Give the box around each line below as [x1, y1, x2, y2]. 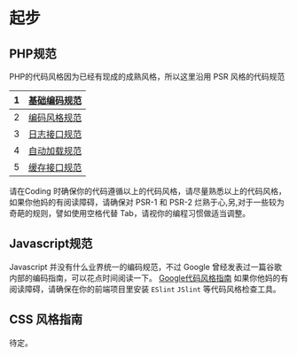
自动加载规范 [27, 145, 82, 157]
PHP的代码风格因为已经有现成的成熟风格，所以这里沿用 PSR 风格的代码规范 [9, 72, 285, 81]
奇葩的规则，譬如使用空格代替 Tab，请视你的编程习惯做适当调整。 [9, 208, 251, 218]
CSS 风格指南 [9, 312, 83, 328]
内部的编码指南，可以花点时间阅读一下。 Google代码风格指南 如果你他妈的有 [9, 272, 289, 283]
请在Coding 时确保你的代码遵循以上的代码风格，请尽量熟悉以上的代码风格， [9, 186, 286, 196]
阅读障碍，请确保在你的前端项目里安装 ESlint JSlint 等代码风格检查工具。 [9, 283, 281, 294]
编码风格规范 [27, 112, 82, 124]
